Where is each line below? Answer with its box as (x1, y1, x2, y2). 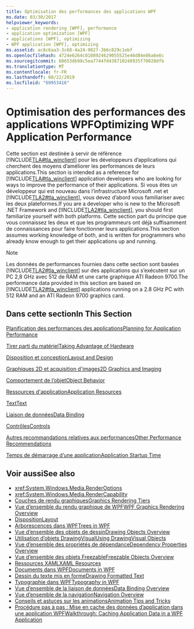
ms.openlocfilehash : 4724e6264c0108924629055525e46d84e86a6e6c (6, 53, 165, 58)
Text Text (6, 399, 28, 407)
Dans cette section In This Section (6, 309, 132, 319)
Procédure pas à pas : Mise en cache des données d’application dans (14, 603, 183, 611)
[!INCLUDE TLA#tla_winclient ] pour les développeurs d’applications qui (6, 156, 177, 163)
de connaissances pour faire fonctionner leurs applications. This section (6, 225, 179, 232)
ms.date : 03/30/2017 (6, 14, 57, 20)
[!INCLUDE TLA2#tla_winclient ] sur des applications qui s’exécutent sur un (6, 267, 185, 274)
